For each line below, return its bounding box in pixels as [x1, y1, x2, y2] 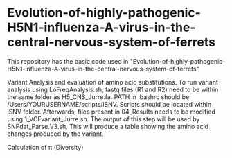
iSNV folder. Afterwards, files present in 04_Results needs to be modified [7, 107, 216, 116]
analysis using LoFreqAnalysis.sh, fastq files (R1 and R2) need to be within [7, 85, 219, 94]
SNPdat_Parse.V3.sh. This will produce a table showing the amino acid [7, 122, 209, 130]
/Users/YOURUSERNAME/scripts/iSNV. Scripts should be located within [7, 100, 212, 108]
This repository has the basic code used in [7, 57, 129, 65]
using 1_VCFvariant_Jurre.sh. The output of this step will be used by [7, 114, 200, 123]
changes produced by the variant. [7, 130, 104, 138]
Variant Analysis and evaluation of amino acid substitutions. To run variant [7, 78, 218, 86]
